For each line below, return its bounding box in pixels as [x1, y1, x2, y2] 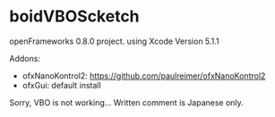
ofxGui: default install [21, 79, 101, 90]
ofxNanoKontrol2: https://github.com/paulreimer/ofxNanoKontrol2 [21, 70, 266, 81]
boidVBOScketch [9, 6, 141, 27]
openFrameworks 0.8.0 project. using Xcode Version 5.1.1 [9, 36, 219, 46]
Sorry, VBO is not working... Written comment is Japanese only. [9, 96, 244, 108]
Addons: [9, 53, 40, 63]
